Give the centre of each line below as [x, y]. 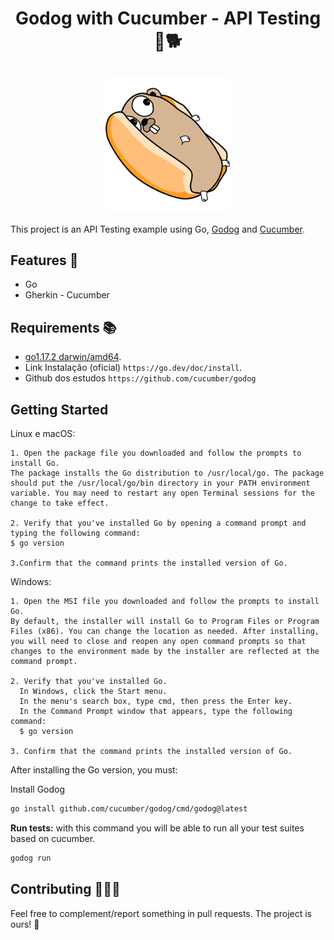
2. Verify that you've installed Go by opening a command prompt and [158, 523]
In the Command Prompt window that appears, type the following [156, 712]
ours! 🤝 [25, 924]
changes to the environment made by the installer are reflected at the [165, 652]
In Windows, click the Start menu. [93, 692]
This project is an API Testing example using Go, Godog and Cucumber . [158, 229]
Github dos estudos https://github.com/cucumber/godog [140, 378]
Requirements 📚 [63, 327]
